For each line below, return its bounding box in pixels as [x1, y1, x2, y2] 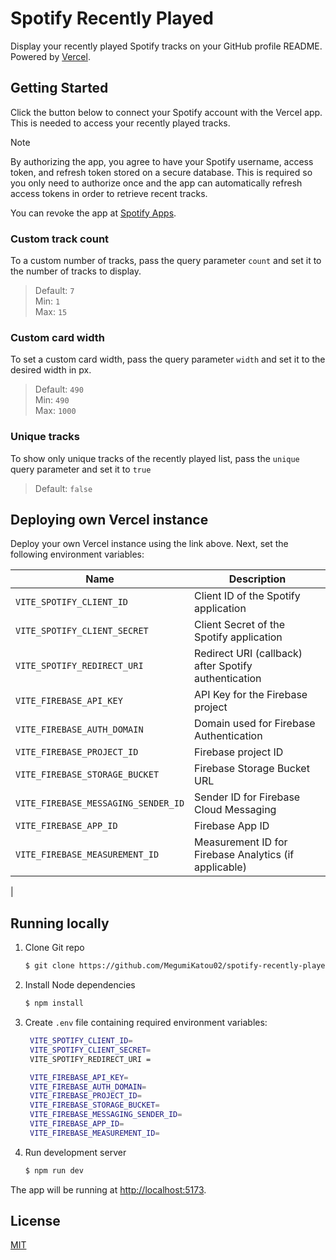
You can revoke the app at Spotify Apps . [10, 207, 177, 219]
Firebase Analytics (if [194, 848, 295, 862]
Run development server [24, 1146, 127, 1158]
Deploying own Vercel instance [10, 512, 209, 529]
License [10, 1213, 61, 1230]
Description [228, 572, 287, 586]
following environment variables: [10, 548, 145, 561]
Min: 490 [34, 394, 70, 406]
